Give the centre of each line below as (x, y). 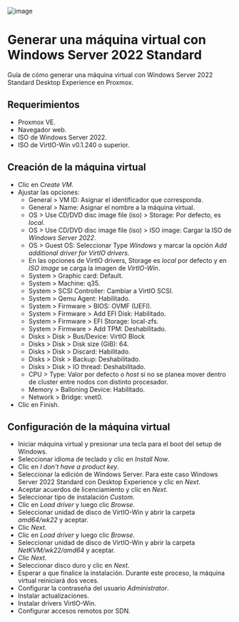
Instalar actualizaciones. (53, 596)
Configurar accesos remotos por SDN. (74, 611)
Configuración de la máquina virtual (89, 427)
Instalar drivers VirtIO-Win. (57, 603)
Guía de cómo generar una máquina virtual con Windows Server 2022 (110, 74)
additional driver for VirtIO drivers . (79, 253)
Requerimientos (44, 105)
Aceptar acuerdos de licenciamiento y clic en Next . (93, 490)
